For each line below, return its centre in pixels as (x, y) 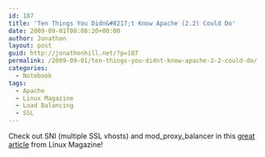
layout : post (30, 46)
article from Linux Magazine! (56, 145)
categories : (28, 68)
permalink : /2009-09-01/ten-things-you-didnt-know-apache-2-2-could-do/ (133, 61)
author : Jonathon (37, 38)
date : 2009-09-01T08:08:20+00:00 (64, 31)
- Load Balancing (45, 105)
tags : (17, 83)
